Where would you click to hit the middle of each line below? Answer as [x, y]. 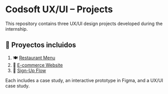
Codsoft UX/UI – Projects [59, 9]
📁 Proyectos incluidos [41, 45]
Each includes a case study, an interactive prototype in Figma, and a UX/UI [84, 80]
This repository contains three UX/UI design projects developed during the [84, 24]
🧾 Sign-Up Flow [29, 70]
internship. [17, 29]
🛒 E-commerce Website [38, 65]
